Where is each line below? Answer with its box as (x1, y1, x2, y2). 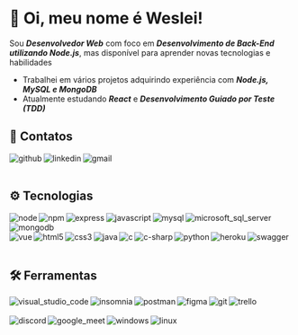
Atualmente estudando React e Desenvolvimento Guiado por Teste (22, 93, 275, 104)
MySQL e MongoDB (22, 84, 97, 94)
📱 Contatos (9, 129, 74, 145)
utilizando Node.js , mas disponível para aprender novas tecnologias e (9, 47, 271, 57)
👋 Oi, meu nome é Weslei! (9, 8, 203, 29)
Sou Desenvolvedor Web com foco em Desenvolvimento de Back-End (9, 38, 275, 48)
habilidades (9, 57, 52, 67)
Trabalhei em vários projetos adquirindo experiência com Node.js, (22, 74, 268, 84)
